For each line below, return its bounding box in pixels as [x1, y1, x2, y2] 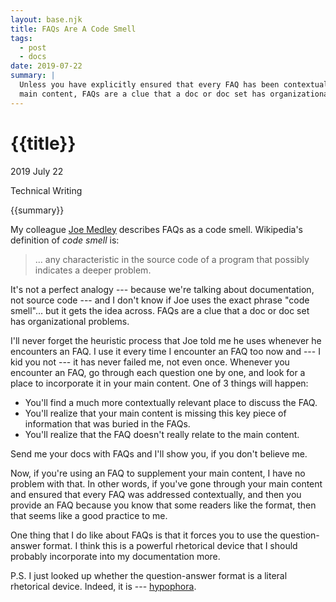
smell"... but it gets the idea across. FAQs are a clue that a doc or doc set [10, 304, 310, 316]
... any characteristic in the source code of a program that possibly [34, 253, 310, 265]
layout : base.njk [10, 14, 83, 25]
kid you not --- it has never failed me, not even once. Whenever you [10, 356, 290, 368]
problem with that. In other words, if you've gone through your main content [10, 477, 323, 490]
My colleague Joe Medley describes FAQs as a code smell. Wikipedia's [10, 223, 303, 235]
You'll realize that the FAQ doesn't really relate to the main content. [24, 428, 300, 440]
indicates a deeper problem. [34, 264, 152, 276]
